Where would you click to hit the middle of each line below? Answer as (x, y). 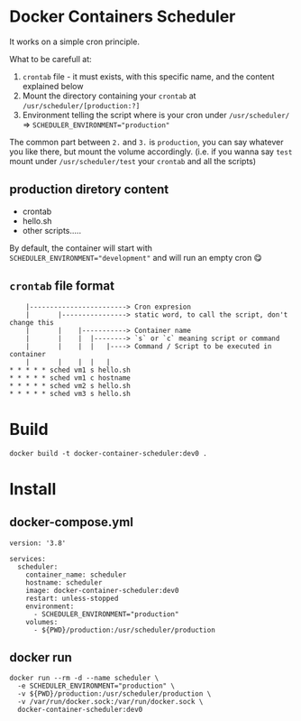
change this (32, 322)
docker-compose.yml (71, 522)
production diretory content (89, 190)
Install (33, 489)
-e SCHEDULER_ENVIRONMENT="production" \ (96, 686)
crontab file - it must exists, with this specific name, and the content (148, 76)
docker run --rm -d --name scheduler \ (84, 679)
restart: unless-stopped (72, 598)
